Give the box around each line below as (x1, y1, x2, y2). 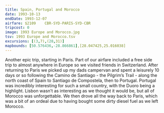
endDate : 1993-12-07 (5, 16, 47, 21)
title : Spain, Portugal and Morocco (5, 7, 80, 12)
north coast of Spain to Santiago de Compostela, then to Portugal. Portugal (5, 77, 157, 83)
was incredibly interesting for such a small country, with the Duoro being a (5, 82, 155, 88)
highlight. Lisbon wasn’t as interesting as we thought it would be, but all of (5, 88, 155, 94)
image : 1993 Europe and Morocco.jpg (5, 30, 80, 35)
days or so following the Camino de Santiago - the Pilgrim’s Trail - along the (5, 72, 158, 78)
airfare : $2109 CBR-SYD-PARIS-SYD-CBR (5, 20, 91, 26)
